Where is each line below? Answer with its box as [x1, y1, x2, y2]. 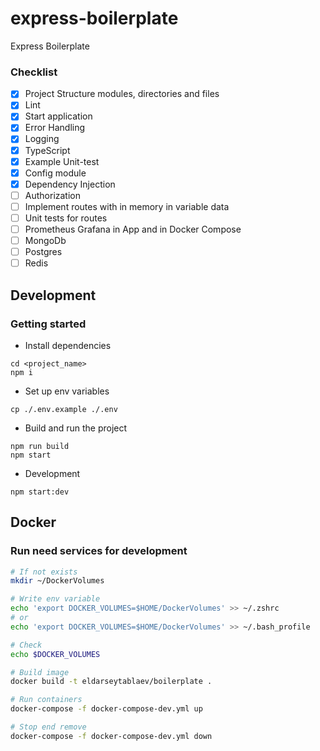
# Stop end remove [10, 722, 87, 732]
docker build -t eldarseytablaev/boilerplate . [10, 677, 213, 687]
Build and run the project [24, 422, 128, 434]
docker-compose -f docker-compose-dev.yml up [10, 704, 203, 714]
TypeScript [24, 144, 71, 156]
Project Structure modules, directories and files [24, 88, 220, 100]
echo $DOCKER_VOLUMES [10, 649, 101, 659]
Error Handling [24, 122, 86, 134]
